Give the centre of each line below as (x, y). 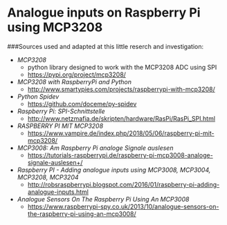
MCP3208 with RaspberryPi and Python (74, 81)
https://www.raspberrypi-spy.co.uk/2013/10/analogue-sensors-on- (123, 206)
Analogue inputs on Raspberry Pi (104, 13)
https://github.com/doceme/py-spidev (82, 104)
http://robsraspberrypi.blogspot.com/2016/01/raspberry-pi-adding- (124, 184)
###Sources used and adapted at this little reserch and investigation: (106, 46)
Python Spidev (38, 96)
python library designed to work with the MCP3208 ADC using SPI (122, 67)
